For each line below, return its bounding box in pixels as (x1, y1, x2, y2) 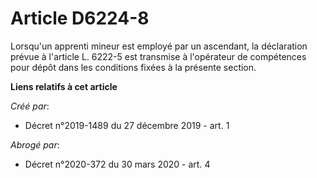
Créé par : (10, 100, 50, 112)
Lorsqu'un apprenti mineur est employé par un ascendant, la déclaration (10, 40, 308, 52)
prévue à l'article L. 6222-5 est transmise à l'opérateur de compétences (10, 50, 307, 62)
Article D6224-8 (10, 7, 150, 30)
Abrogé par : (10, 138, 60, 151)
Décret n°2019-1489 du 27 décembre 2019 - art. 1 (24, 119, 230, 131)
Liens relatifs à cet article (10, 80, 118, 92)
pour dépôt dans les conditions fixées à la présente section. (10, 61, 257, 73)
